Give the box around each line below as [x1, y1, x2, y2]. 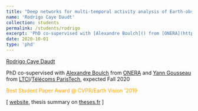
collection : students [6, 19, 60, 25]
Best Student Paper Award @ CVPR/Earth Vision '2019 [6, 87, 138, 94]
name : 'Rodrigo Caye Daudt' [6, 14, 75, 20]
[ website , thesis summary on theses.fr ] [6, 98, 104, 105]
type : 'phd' [6, 42, 35, 48]
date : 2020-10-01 [6, 36, 49, 42]
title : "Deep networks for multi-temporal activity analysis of [6, 8, 167, 15]
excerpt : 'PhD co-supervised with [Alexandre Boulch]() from [6, 31, 160, 37]
